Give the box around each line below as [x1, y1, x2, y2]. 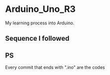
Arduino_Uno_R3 [5, 3, 76, 15]
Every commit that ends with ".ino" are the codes [5, 65, 105, 71]
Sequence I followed [5, 34, 69, 43]
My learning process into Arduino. [5, 20, 74, 26]
